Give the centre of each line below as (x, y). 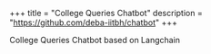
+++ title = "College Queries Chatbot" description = (106, 13)
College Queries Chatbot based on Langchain (95, 40)
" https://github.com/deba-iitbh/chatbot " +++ (93, 22)
